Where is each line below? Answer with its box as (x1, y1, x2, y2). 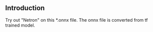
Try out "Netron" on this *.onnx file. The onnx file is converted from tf (5, 17, 148, 23)
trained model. (5, 22, 35, 28)
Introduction (5, 4, 45, 12)
